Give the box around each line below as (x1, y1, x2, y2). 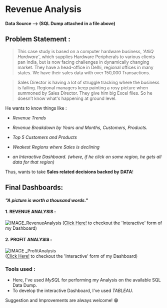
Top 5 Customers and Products (12, 134, 77, 140)
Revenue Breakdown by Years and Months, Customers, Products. (12, 124, 147, 130)
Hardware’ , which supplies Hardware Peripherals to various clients (17, 54, 155, 60)
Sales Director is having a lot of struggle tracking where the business (17, 79, 160, 85)
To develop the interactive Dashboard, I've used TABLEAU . (12, 287, 133, 294)
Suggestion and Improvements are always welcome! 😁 (5, 297, 118, 303)
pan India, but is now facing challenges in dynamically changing (17, 59, 149, 65)
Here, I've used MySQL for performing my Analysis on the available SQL (12, 277, 161, 283)
